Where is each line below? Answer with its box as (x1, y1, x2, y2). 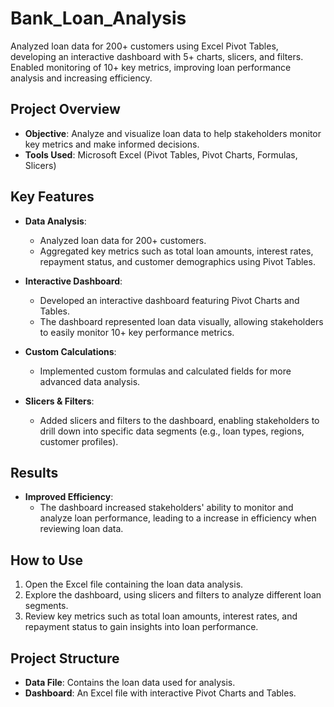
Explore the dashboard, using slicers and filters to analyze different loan (24, 589, 322, 601)
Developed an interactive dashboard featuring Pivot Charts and (39, 294, 300, 306)
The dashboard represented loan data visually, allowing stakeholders (39, 315, 324, 327)
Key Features (10, 188, 95, 206)
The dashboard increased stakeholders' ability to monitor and (39, 502, 294, 514)
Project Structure (10, 650, 120, 667)
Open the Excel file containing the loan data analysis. (24, 578, 244, 591)
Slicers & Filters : (24, 395, 95, 407)
